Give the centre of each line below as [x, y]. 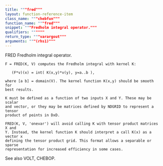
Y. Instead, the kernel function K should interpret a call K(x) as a [78, 132]
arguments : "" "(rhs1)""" [30, 41]
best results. [20, 90]
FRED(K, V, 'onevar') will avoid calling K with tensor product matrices [82, 124]
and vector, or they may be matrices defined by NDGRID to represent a [79, 107]
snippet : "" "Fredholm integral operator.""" [51, 28]
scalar [12, 102]
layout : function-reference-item [39, 14]
